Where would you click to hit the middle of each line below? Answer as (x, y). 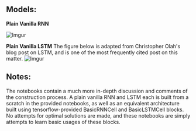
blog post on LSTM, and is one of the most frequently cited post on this (92, 52)
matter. (15, 58)
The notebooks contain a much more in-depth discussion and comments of (97, 91)
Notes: (18, 77)
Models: (21, 10)
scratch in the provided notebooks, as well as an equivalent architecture (93, 103)
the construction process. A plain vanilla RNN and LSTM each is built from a (97, 97)
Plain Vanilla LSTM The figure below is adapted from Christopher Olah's (93, 46)
